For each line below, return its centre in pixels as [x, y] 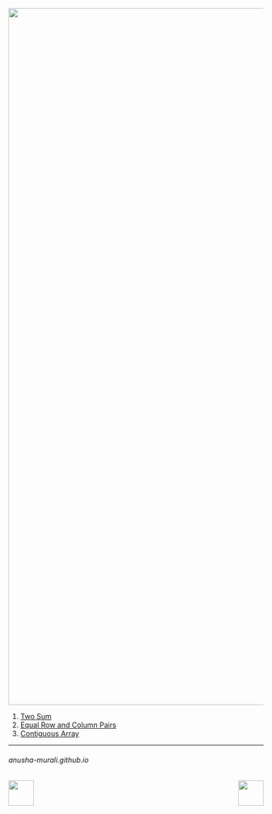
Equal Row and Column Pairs [68, 725]
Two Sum [36, 716]
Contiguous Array [49, 733]
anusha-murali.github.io [49, 760]
